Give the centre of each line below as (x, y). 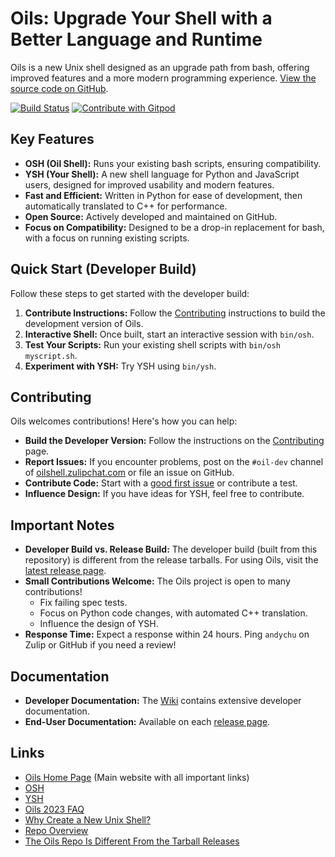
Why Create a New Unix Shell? (88, 819)
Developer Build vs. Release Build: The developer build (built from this (171, 549)
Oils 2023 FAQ (54, 809)
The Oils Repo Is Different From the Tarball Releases (132, 841)
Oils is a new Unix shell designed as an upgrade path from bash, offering (160, 67)
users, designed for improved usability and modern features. (149, 184)
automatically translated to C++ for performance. (126, 206)
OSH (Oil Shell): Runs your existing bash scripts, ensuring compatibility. (173, 163)
